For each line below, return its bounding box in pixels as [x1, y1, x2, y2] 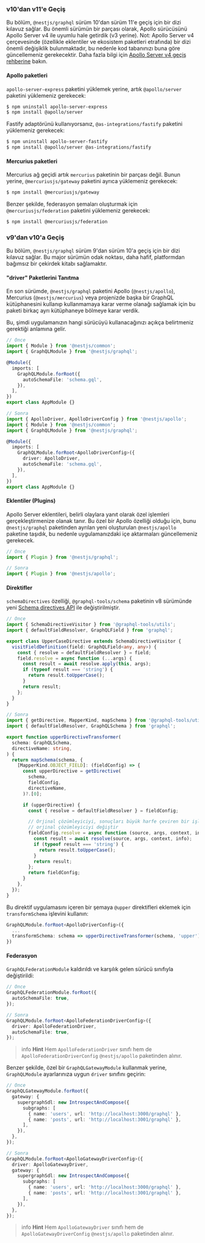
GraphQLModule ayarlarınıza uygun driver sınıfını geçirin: [6, 1071, 146, 1078]
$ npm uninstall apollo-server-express [6, 103, 108, 110]
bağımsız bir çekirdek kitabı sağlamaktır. [6, 260, 107, 268]
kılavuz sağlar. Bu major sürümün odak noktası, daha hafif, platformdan [6, 253, 185, 261]
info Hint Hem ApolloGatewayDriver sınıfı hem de [21, 1223, 144, 1231]
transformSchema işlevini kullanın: [6, 909, 88, 917]
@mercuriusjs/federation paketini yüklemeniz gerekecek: [6, 207, 151, 214]
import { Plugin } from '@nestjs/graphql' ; [6, 554, 119, 560]
